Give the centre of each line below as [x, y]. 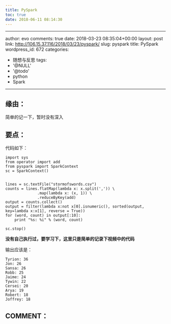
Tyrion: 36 [17, 259]
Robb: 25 [15, 273]
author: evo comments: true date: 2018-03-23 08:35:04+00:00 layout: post [84, 39]
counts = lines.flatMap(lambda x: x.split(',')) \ [60, 189]
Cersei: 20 [17, 286]
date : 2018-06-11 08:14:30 [34, 19]
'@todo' [21, 71]
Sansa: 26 [16, 268]
